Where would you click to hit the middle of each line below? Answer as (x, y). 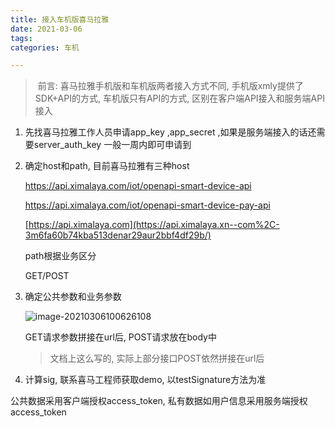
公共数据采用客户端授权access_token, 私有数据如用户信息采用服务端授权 (159, 401)
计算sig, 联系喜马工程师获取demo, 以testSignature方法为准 (145, 380)
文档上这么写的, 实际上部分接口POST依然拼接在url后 (157, 358)
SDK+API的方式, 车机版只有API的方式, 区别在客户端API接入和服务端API (179, 98)
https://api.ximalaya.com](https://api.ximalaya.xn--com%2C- (154, 225)
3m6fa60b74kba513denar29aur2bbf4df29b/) (118, 235)
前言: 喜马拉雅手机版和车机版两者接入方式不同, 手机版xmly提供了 (170, 86)
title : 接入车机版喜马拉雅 (60, 19)
